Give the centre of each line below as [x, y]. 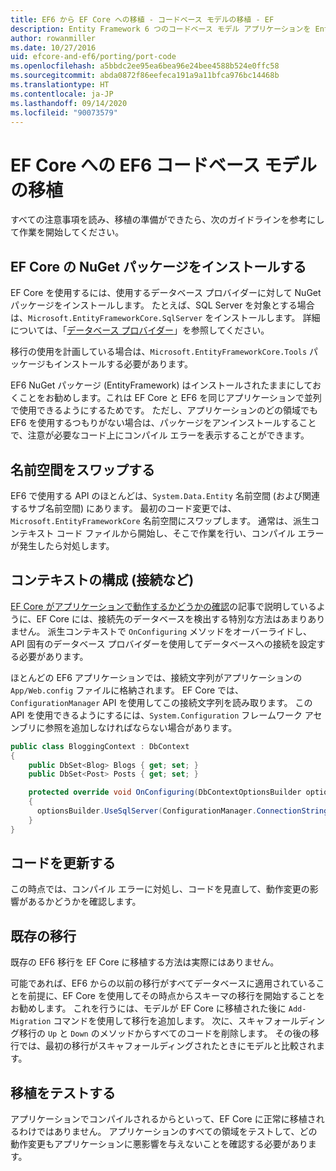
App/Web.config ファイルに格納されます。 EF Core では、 [127, 690]
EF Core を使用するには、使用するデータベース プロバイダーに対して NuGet [166, 293]
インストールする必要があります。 [123, 364]
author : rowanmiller [53, 38]
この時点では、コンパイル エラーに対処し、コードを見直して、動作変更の [160, 889]
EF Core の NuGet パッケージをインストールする [158, 266]
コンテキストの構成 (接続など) [102, 580]
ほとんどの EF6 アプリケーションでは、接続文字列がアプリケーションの [156, 677]
